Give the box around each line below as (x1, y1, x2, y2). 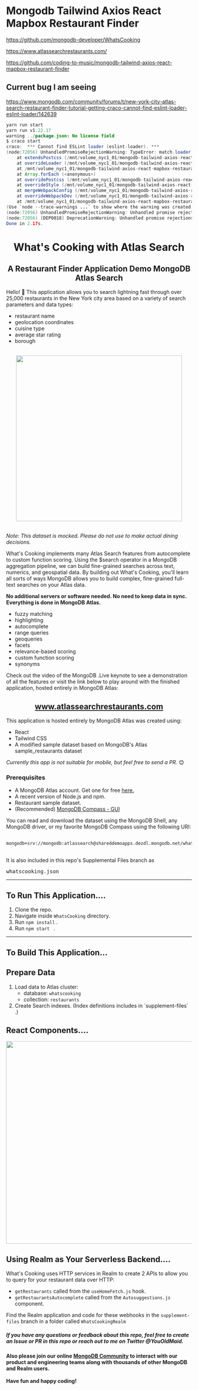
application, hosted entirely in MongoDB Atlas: (6, 685, 119, 692)
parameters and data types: (6, 301, 74, 308)
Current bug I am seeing (6, 82, 97, 93)
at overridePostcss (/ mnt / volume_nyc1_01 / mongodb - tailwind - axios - (16, 177, 183, 183)
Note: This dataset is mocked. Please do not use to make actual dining (6, 532, 179, 540)
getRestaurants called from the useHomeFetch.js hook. (14, 1287, 146, 1295)
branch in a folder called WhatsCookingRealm (20, 1318, 126, 1325)
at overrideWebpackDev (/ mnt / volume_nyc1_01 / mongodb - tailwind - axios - (16, 193, 192, 199)
